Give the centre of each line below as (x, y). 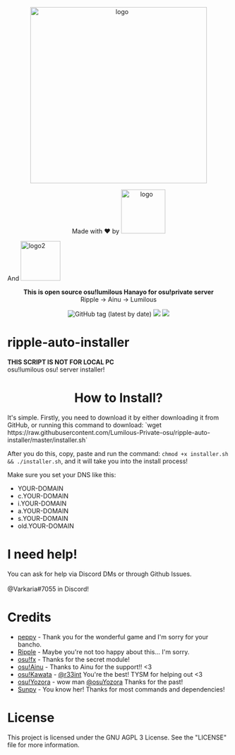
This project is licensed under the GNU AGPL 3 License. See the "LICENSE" (117, 737)
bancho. (30, 644)
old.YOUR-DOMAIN (46, 526)
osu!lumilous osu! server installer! (56, 369)
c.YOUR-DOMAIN (43, 496)
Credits (29, 618)
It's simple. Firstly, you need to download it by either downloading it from (113, 417)
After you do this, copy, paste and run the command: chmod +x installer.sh (118, 453)
